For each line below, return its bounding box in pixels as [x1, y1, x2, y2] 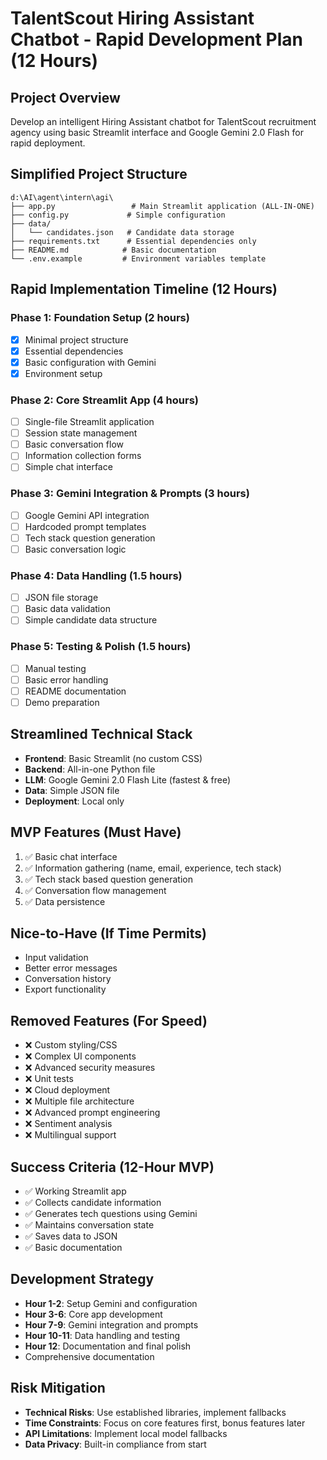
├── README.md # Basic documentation [10, 245, 217, 255]
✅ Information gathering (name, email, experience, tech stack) [24, 862, 282, 874]
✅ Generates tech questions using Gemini [24, 1208, 198, 1219]
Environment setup [24, 367, 103, 379]
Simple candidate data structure [24, 614, 158, 626]
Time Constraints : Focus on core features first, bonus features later [24, 1417, 306, 1429]
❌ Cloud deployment [24, 1084, 111, 1096]
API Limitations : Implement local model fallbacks [24, 1427, 228, 1439]
